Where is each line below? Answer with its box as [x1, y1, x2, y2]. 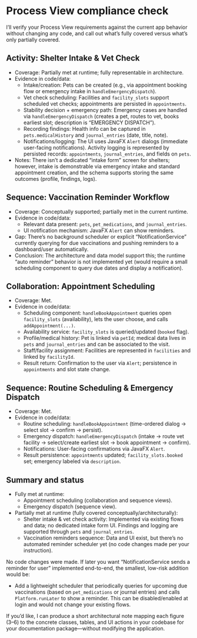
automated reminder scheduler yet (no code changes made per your [23, 541, 190, 547]
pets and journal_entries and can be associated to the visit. [23, 341, 171, 348]
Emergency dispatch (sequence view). [23, 503, 117, 510]
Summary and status [6, 475, 84, 485]
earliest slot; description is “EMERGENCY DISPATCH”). [23, 119, 156, 126]
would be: [6, 571, 31, 578]
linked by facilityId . [23, 353, 75, 361]
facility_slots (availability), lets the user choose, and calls [23, 316, 169, 323]
